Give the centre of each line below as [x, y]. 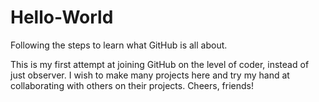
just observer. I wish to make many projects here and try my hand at [150, 75]
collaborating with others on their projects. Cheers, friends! [132, 85]
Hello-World [62, 17]
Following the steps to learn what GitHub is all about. [119, 45]
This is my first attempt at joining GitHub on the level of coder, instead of [160, 64]
